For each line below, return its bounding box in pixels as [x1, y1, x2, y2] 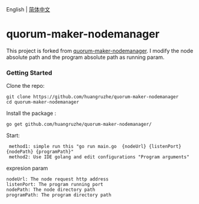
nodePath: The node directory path [6, 187, 96, 193]
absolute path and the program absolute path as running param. [6, 54, 165, 61]
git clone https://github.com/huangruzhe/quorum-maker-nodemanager [6, 94, 179, 100]
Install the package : [6, 110, 57, 117]
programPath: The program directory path [6, 192, 112, 198]
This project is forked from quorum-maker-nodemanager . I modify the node [6, 47, 194, 54]
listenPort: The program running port [6, 182, 103, 188]
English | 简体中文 [6, 6, 51, 13]
